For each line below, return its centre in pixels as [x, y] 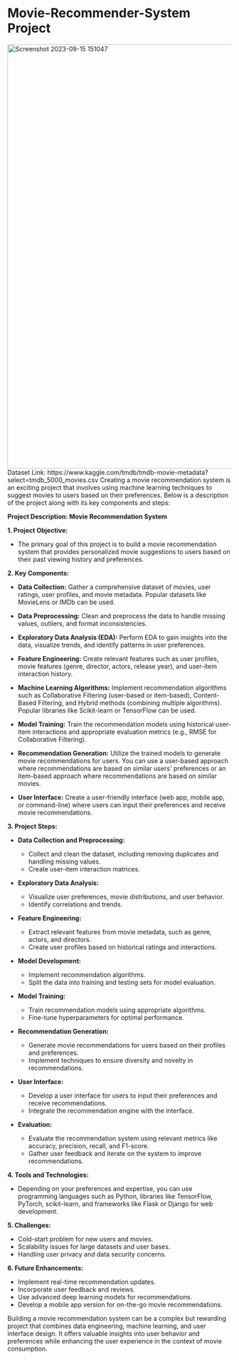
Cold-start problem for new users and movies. [85, 1239]
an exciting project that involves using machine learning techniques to [110, 487]
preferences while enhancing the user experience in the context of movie [115, 1341]
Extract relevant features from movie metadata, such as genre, [120, 931]
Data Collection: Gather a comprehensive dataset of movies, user [114, 587]
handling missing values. [64, 861]
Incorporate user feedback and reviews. [76, 1289]
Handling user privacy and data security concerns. [92, 1254]
